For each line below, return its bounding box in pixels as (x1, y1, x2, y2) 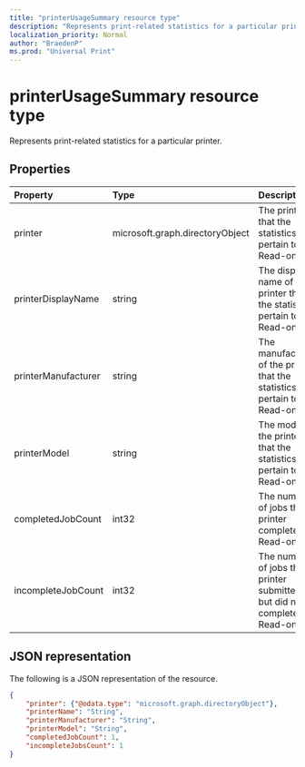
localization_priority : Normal (9, 30, 128, 39)
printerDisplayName (14, 292, 100, 305)
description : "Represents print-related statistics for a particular (9, 22, 279, 31)
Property (14, 188, 54, 201)
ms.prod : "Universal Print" (9, 47, 116, 56)
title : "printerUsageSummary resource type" (9, 13, 181, 23)
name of (258, 275, 294, 288)
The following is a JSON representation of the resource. (9, 673, 218, 683)
